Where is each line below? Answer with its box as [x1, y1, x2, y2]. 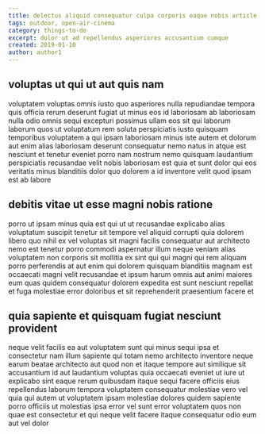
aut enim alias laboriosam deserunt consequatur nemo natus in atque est [8, 140, 247, 151]
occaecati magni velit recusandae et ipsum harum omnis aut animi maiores [8, 269, 252, 278]
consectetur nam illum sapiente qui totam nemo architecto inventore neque [8, 351, 254, 361]
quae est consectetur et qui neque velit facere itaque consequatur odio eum [8, 410, 257, 420]
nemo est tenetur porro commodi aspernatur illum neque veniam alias [8, 244, 236, 254]
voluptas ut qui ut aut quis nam [8, 78, 164, 91]
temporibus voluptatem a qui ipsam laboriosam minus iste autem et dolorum [8, 133, 256, 142]
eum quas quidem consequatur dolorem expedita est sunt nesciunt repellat [8, 278, 254, 287]
